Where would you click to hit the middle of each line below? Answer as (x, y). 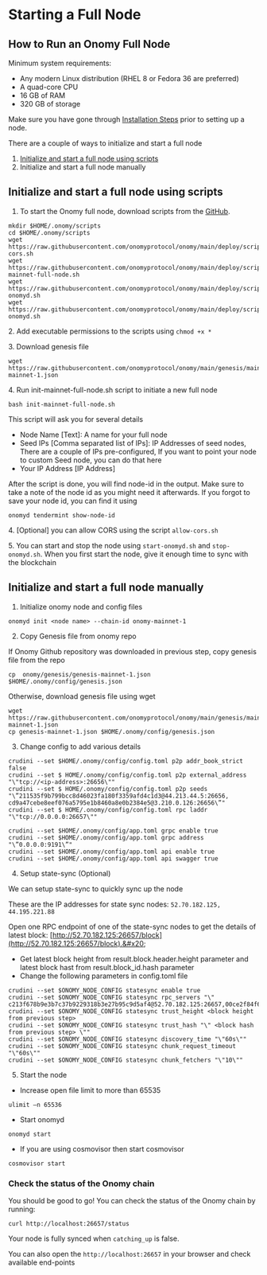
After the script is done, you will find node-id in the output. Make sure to (126, 484)
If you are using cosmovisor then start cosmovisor (102, 1148)
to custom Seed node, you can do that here (91, 460)
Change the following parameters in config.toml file (104, 976)
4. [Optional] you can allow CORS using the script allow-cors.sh (113, 530)
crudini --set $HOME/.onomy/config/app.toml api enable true (112, 852)
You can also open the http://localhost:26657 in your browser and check (130, 1254)
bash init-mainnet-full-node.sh (62, 404)
